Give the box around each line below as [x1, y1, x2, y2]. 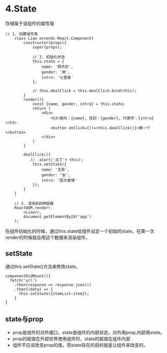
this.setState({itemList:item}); [18, 291, 90, 296]
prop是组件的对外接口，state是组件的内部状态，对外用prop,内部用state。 [12, 329, 165, 335]
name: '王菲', [41, 167, 70, 172]
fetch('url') [10, 278, 37, 283]
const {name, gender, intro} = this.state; [32, 102, 126, 107]
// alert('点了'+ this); [30, 157, 83, 162]
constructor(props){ [23, 40, 67, 45]
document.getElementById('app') [23, 214, 92, 219]
